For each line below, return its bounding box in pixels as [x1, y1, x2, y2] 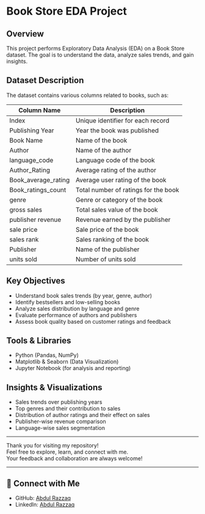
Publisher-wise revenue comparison [15, 418, 107, 425]
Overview [6, 29, 45, 39]
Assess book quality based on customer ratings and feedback [15, 318, 171, 325]
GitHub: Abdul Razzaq [15, 494, 71, 502]
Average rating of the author [75, 166, 157, 174]
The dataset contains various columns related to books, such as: [6, 91, 169, 99]
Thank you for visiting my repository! [6, 442, 99, 449]
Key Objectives [6, 276, 65, 286]
